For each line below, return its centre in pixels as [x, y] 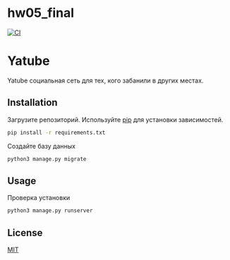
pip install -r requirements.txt [56, 132]
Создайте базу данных [42, 146]
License [25, 233]
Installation [32, 103]
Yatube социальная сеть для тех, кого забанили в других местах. [105, 80]
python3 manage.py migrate [47, 159]
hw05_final [41, 13]
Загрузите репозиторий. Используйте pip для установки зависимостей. [115, 119]
